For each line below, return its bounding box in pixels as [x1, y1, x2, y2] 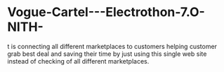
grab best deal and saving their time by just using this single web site [7, 50, 207, 58]
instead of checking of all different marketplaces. [7, 57, 150, 65]
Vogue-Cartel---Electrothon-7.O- [7, 4, 205, 20]
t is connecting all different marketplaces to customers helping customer [7, 42, 218, 50]
